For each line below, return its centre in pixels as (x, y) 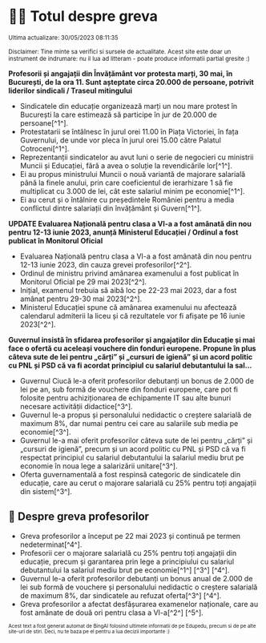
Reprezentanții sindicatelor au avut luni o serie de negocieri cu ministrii (137, 157)
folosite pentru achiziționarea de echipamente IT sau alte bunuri (125, 398)
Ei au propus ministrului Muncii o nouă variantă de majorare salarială (133, 174)
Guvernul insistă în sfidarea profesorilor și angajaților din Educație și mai (132, 340)
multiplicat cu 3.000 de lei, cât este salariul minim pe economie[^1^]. (132, 191)
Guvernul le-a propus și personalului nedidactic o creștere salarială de (136, 415)
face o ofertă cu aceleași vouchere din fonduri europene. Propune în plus (132, 348)
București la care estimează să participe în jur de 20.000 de (119, 115)
